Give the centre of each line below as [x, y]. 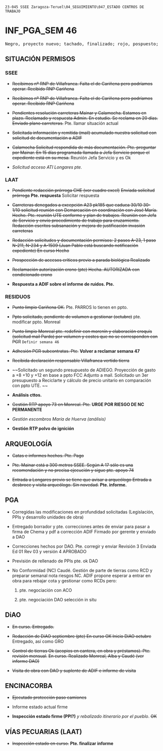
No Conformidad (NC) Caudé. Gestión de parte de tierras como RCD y [82, 570]
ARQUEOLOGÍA [29, 444]
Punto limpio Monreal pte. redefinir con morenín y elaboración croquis [82, 331]
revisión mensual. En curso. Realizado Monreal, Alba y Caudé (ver [78, 656]
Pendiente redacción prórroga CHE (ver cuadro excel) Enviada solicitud [83, 190]
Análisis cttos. [27, 395]
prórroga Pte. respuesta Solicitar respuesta [56, 195]
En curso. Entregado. [33, 627]
